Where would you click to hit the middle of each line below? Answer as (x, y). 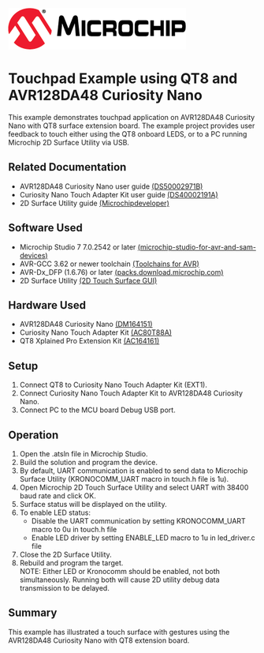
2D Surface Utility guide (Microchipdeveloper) (94, 203)
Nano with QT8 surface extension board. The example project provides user (132, 126)
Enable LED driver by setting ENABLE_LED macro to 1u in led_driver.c (143, 538)
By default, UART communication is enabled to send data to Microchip (134, 471)
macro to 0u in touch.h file (74, 529)
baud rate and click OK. (58, 496)
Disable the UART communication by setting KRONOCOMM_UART (138, 521)
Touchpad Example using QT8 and (123, 79)
